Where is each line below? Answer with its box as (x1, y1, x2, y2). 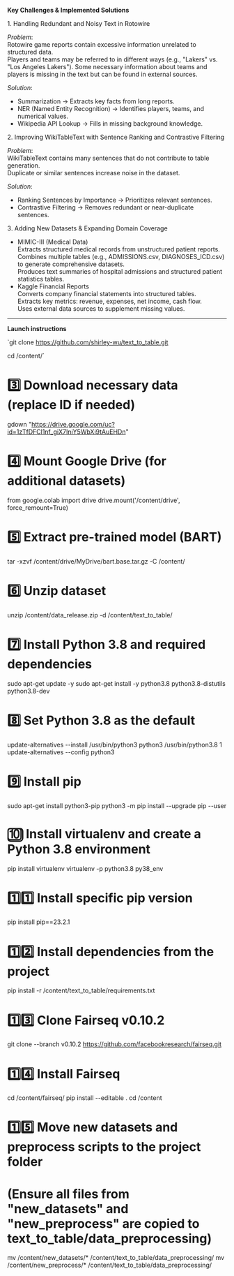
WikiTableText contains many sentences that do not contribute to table (7, 154, 210, 162)
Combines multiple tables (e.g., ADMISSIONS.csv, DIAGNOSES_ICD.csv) (17, 253, 225, 261)
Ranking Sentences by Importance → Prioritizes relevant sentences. (17, 196, 212, 204)
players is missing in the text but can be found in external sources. (7, 70, 198, 78)
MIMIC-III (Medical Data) (17, 237, 88, 246)
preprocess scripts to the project (7, 1139, 201, 1155)
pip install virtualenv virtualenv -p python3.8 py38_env (7, 864, 164, 872)
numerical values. (17, 112, 68, 120)
